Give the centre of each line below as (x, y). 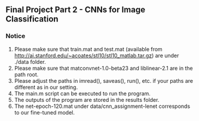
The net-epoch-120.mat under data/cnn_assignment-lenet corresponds (102, 106)
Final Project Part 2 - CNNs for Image (76, 10)
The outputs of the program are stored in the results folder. (87, 100)
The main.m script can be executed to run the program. (82, 93)
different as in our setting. (46, 87)
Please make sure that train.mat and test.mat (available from (88, 49)
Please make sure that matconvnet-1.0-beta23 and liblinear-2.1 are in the (104, 68)
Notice (16, 36)
